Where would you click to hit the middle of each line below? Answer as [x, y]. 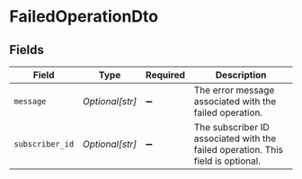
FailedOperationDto [84, 17]
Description [241, 75]
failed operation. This [238, 150]
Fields [27, 50]
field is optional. [227, 161]
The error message [234, 90]
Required [165, 75]
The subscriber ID [231, 127]
